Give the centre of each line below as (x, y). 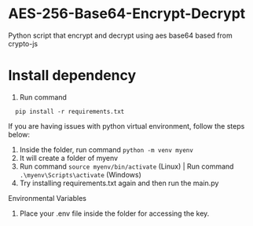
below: (19, 134)
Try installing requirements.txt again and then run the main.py (119, 183)
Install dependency (72, 76)
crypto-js (23, 43)
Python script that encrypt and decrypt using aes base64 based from (121, 35)
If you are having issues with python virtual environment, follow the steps (126, 126)
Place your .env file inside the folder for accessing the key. (114, 213)
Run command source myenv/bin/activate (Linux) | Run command (126, 166)
